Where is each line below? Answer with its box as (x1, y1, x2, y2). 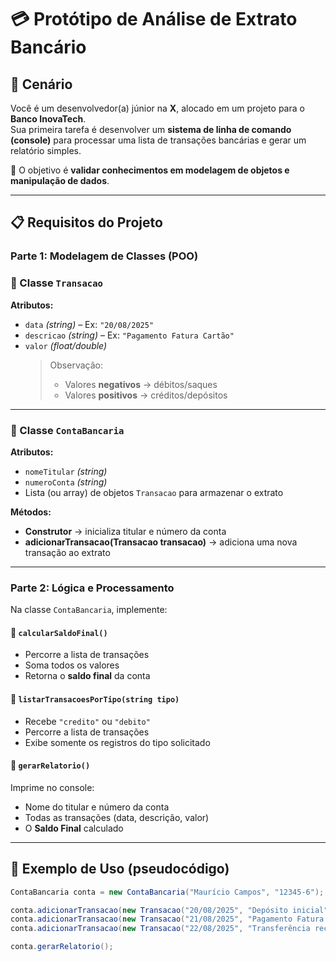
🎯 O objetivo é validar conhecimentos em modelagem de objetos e (10, 164, 290, 176)
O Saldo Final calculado (24, 822, 124, 834)
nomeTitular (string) (24, 465, 108, 477)
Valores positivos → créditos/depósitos (64, 389, 228, 401)
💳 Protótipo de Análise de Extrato (10, 8, 298, 31)
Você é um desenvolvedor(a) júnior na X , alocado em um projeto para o (10, 102, 305, 114)
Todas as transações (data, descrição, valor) (24, 811, 210, 823)
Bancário (10, 36, 87, 59)
